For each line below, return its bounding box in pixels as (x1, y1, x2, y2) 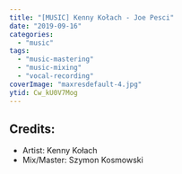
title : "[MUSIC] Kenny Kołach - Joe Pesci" (9, 13, 175, 22)
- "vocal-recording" (17, 72, 94, 81)
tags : (9, 47, 30, 56)
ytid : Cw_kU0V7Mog (9, 88, 78, 97)
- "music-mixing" (17, 64, 82, 73)
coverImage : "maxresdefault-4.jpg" (9, 80, 143, 89)
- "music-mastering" (17, 55, 94, 64)
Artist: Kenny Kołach (22, 145, 98, 156)
